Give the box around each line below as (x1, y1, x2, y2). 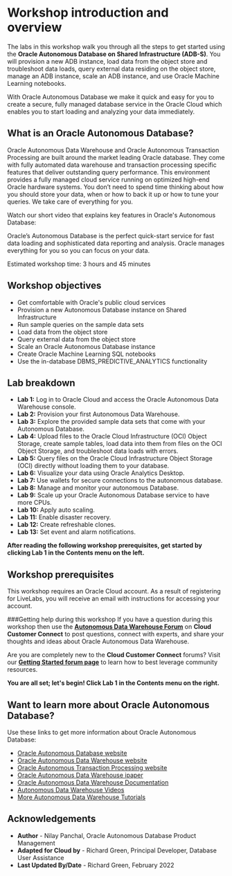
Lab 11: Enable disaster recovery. (17, 513, 111, 521)
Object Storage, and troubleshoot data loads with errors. (17, 447, 179, 455)
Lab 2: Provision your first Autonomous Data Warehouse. (17, 410, 180, 418)
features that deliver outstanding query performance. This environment (7, 168, 211, 176)
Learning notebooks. (7, 79, 66, 87)
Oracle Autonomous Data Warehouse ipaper (17, 771, 143, 779)
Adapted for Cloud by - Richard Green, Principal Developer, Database (17, 846, 217, 855)
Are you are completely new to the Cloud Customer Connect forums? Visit (7, 651, 221, 659)
